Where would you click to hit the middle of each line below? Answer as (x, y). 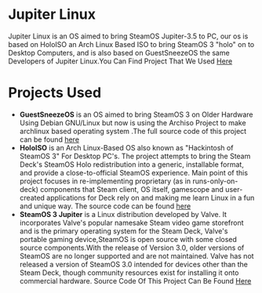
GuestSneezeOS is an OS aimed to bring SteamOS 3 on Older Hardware (136, 114)
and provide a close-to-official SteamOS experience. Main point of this (134, 172)
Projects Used (55, 93)
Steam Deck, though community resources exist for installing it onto (129, 273)
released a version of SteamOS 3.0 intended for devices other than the (134, 264)
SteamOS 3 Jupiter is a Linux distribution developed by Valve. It (123, 214)
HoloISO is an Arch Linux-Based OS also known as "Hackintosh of (126, 147)
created (32, 197)
